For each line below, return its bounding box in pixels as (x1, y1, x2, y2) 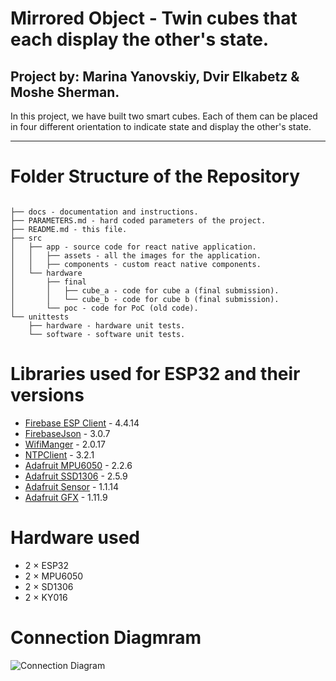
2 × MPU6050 (24, 570, 84, 582)
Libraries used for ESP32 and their (10, 363, 301, 386)
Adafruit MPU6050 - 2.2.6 (24, 459, 133, 471)
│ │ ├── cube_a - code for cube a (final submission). (10, 285, 280, 296)
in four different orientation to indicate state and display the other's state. (10, 121, 312, 132)
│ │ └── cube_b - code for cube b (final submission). (10, 294, 280, 304)
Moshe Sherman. (10, 83, 120, 101)
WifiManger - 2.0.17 (24, 438, 106, 450)
